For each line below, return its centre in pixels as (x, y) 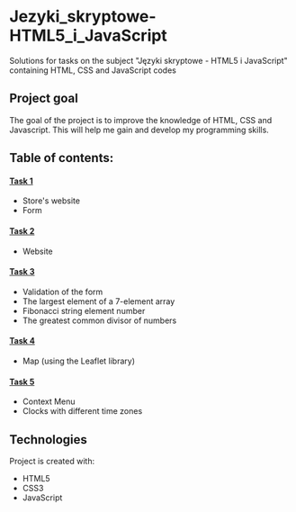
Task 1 (21, 181)
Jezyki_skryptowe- (83, 17)
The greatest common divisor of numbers (99, 320)
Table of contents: (62, 158)
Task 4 (22, 341)
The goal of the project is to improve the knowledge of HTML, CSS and (141, 120)
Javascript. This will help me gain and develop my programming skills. (139, 130)
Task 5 (22, 382)
